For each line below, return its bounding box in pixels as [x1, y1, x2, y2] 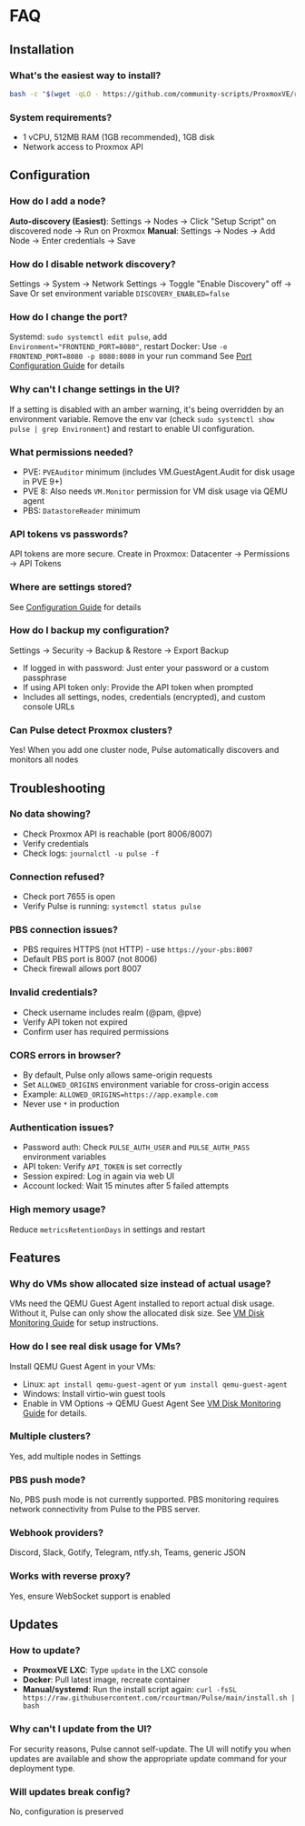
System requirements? [9, 111, 113, 124]
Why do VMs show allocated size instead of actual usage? [9, 1277, 271, 1289]
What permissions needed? [9, 446, 133, 458]
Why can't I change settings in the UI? [9, 383, 180, 396]
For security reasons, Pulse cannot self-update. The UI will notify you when [9, 1743, 291, 1754]
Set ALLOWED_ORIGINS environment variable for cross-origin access [22, 1079, 270, 1089]
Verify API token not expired [22, 1016, 128, 1028]
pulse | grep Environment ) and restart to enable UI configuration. [9, 423, 255, 434]
